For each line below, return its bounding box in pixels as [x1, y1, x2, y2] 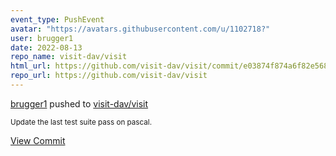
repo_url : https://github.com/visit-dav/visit [10, 71, 208, 81]
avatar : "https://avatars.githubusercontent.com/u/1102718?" [10, 24, 271, 34]
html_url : [10, 61, 52, 71]
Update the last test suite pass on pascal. [10, 117, 153, 127]
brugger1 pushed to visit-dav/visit [10, 97, 149, 110]
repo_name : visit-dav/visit [10, 52, 128, 62]
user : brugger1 [10, 33, 74, 43]
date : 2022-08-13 [10, 42, 83, 53]
